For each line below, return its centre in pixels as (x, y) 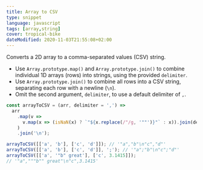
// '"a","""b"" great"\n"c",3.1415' (52, 161)
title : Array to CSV (32, 12)
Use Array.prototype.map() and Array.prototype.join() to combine (100, 69)
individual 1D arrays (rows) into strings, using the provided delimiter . (101, 75)
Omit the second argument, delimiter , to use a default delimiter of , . (100, 94)
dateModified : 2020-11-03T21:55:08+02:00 (59, 40)
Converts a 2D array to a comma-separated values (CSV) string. (86, 57)
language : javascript (34, 23)
